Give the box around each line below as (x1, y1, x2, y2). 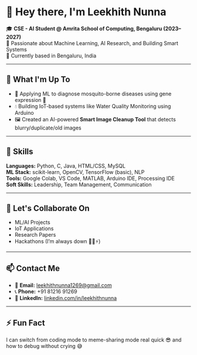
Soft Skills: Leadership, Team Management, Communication (6, 181, 152, 188)
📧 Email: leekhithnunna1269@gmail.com (14, 282, 113, 289)
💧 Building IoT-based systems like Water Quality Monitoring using (14, 103, 171, 110)
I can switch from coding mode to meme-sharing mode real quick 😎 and (6, 336, 182, 343)
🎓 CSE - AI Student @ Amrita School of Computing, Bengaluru (6, 25, 162, 32)
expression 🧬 (14, 96, 47, 103)
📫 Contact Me (6, 263, 60, 273)
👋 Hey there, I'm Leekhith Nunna (6, 5, 167, 19)
